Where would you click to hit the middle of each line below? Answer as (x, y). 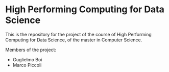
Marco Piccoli (27, 65)
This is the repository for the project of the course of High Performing (78, 34)
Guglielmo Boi (27, 59)
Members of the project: (31, 50)
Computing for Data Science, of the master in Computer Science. (74, 40)
